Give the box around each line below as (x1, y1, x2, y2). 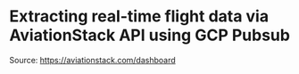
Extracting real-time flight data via (9, 6, 270, 27)
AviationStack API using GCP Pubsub (9, 25, 290, 45)
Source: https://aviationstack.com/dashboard (9, 54, 176, 65)
